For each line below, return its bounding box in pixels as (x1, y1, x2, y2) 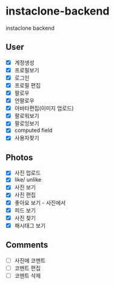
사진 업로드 (14, 169, 41, 177)
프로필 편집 (14, 81, 41, 89)
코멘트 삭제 (14, 272, 41, 279)
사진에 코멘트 (14, 256, 46, 264)
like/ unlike (14, 176, 42, 184)
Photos (5, 152, 33, 162)
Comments (5, 240, 48, 250)
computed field (14, 126, 53, 134)
